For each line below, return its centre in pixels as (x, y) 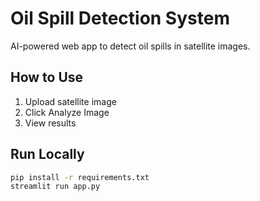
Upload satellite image (70, 101)
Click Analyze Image (67, 112)
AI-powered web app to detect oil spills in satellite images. (130, 46)
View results (50, 123)
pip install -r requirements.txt (80, 177)
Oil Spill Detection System (120, 18)
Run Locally (47, 154)
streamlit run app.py (55, 187)
